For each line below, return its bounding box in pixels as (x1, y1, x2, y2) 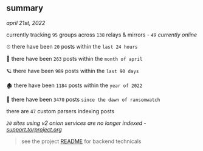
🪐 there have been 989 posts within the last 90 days (6, 67, 139, 74)
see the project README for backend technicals (21, 138, 142, 145)
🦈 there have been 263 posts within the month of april (6, 55, 143, 62)
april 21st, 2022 (6, 19, 46, 26)
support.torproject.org (6, 125, 62, 133)
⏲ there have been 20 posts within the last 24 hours (6, 43, 138, 50)
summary (6, 3, 44, 13)
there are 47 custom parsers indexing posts (6, 107, 115, 114)
